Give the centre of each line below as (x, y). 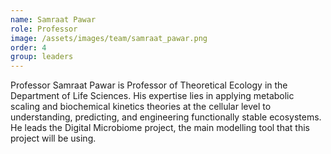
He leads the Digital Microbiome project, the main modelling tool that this (160, 128)
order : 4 (28, 47)
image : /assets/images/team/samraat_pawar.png (109, 38)
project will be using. (53, 138)
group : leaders (42, 57)
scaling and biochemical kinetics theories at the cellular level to (141, 107)
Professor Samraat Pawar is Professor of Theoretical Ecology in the (149, 85)
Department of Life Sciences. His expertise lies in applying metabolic (152, 96)
